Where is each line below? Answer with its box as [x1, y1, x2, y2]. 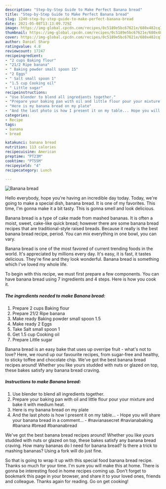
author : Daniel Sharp [5, 40, 50, 44]
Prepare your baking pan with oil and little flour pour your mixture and [12, 396, 154, 403]
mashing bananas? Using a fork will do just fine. [5, 448, 103, 454]
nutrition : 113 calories [5, 145, 56, 150]
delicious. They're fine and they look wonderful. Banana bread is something [5, 256, 159, 262]
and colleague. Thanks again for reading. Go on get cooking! [5, 479, 129, 485]
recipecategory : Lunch [5, 167, 52, 173]
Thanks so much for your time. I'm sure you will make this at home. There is [5, 463, 159, 469]
